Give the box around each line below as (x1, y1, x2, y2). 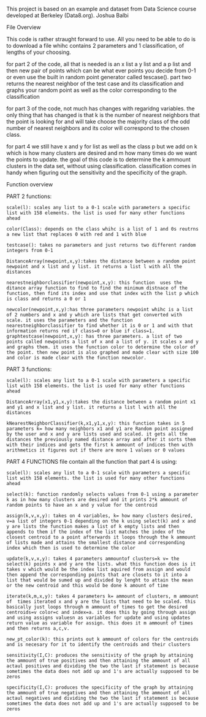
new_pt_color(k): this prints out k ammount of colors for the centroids (6, 636, 199, 642)
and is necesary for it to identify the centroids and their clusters (6, 642, 191, 648)
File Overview (6, 24, 41, 31)
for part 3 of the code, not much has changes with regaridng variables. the (6, 105, 195, 112)
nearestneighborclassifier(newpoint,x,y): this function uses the (6, 280, 183, 286)
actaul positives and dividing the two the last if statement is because (6, 663, 199, 669)
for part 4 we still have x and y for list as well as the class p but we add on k (6, 143, 197, 150)
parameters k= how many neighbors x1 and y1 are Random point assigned (6, 426, 193, 432)
